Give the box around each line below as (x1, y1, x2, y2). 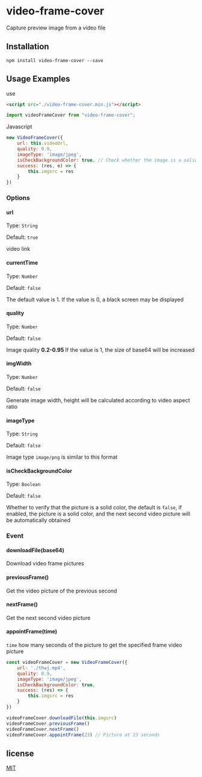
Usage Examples (6, 74, 70, 84)
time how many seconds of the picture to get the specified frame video (6, 642, 182, 649)
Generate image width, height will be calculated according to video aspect (6, 396, 191, 404)
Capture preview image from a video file (6, 24, 106, 31)
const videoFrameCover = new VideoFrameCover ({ (6, 660, 128, 666)
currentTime (6, 259, 38, 266)
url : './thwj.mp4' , (17, 665, 66, 671)
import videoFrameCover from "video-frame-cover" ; (6, 112, 136, 118)
